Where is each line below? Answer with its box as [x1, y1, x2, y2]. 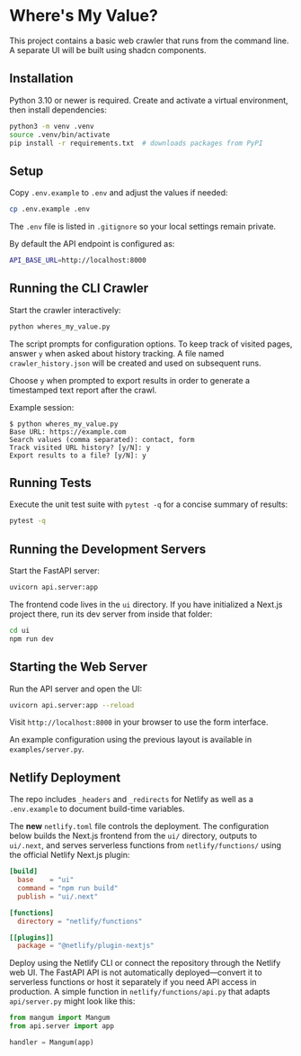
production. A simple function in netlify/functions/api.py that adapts [9, 987, 270, 997]
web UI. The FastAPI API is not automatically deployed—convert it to [9, 967, 262, 978]
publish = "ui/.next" [17, 892, 99, 901]
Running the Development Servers [9, 541, 207, 556]
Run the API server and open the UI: [9, 683, 142, 694]
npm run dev [9, 634, 54, 644]
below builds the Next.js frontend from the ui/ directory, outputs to [9, 830, 258, 842]
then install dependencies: [9, 104, 108, 115]
